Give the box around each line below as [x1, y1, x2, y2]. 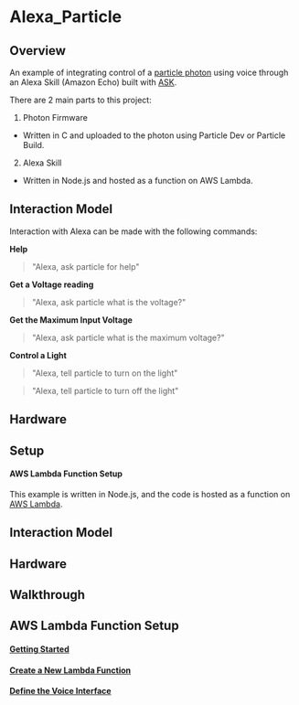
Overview [9, 43, 67, 59]
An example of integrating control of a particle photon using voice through [9, 67, 289, 78]
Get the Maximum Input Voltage [9, 314, 133, 326]
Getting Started [9, 643, 70, 655]
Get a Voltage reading [9, 279, 94, 290]
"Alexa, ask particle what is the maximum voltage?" [31, 332, 226, 343]
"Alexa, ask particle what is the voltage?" [31, 296, 187, 307]
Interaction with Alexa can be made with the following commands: [9, 226, 258, 237]
